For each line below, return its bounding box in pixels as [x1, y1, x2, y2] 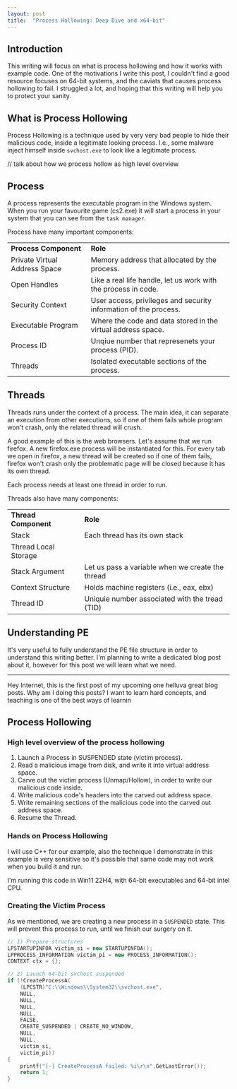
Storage [11, 550, 37, 560]
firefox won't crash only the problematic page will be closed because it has [7, 459, 226, 468]
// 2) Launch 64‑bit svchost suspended [7, 970, 125, 978]
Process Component [11, 243, 81, 253]
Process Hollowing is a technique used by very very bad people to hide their [7, 131, 229, 140]
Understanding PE [7, 626, 90, 639]
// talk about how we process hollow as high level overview [7, 160, 179, 168]
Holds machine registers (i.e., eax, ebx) [84, 582, 214, 592]
